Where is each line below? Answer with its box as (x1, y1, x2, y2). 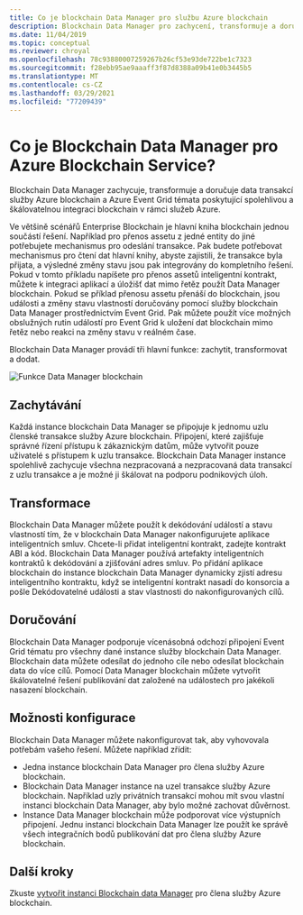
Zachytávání (9, 398, 82, 413)
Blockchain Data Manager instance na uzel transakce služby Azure (22, 781, 271, 791)
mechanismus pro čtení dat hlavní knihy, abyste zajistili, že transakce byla (9, 250, 283, 261)
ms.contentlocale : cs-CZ (9, 80, 103, 89)
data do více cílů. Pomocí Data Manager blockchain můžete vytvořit (9, 664, 261, 676)
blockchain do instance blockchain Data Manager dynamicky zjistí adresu (9, 567, 282, 578)
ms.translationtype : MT (9, 72, 99, 81)
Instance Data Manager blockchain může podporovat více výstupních (22, 809, 281, 820)
